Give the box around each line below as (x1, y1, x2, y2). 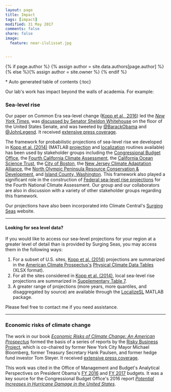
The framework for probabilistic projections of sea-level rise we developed (5, 139, 162, 145)
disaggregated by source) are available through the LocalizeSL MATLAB (12, 289, 164, 295)
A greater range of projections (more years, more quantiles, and (12, 283, 147, 290)
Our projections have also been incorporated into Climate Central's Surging (5, 203, 163, 209)
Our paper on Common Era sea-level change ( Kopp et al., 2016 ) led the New (5, 113, 165, 119)
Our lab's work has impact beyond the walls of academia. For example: (5, 88, 154, 95)
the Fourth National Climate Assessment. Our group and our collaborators (5, 182, 160, 188)
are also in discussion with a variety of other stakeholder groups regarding (5, 188, 161, 194)
